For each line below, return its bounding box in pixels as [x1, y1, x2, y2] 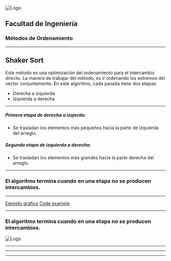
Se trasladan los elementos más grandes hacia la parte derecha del [12, 155, 154, 161]
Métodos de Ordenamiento [5, 35, 73, 42]
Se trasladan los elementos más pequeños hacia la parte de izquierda [12, 125, 159, 131]
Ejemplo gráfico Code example [5, 200, 70, 206]
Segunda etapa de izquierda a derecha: [5, 142, 91, 148]
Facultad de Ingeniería [5, 19, 78, 28]
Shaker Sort [5, 56, 44, 65]
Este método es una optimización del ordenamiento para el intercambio [5, 69, 155, 76]
